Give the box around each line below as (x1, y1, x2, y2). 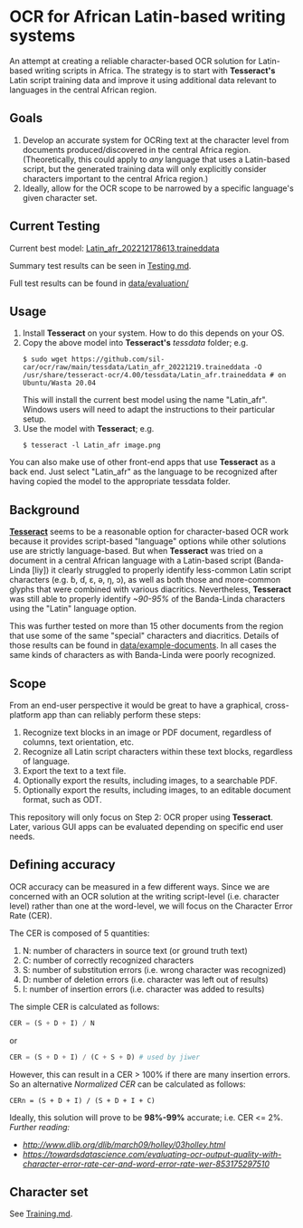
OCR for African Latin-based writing (9, 6, 287, 27)
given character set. (22, 192, 98, 203)
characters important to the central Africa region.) (22, 173, 209, 184)
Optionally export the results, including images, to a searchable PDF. (22, 776, 278, 785)
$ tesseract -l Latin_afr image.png (22, 441, 161, 450)
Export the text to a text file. (22, 766, 127, 776)
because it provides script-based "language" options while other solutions (9, 536, 287, 547)
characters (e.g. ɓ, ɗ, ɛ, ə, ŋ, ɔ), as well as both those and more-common (9, 575, 281, 585)
